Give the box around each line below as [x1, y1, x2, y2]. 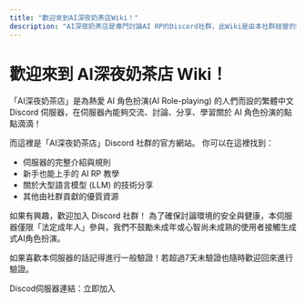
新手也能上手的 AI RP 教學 [22, 168, 120, 179]
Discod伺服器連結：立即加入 [9, 283, 116, 294]
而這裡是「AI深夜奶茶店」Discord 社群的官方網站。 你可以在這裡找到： [9, 137, 275, 148]
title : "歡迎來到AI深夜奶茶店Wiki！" [9, 13, 139, 23]
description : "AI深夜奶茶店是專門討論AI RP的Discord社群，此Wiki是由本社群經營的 [9, 22, 296, 31]
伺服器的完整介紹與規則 [22, 156, 111, 168]
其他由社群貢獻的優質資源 [22, 191, 119, 202]
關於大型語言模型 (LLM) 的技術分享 [22, 179, 154, 191]
